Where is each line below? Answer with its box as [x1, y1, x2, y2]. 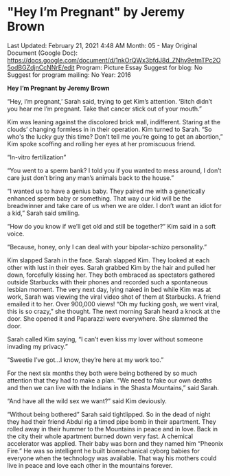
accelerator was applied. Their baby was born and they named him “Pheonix [7, 439, 224, 447]
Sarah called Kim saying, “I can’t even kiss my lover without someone [7, 335, 204, 343]
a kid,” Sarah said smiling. [7, 209, 80, 217]
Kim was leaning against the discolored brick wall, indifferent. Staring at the [7, 117, 221, 126]
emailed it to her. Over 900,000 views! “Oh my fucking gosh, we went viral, [7, 299, 220, 308]
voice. [7, 229, 25, 238]
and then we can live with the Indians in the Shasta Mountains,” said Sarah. [7, 383, 220, 392]
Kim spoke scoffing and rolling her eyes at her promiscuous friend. [7, 139, 196, 148]
